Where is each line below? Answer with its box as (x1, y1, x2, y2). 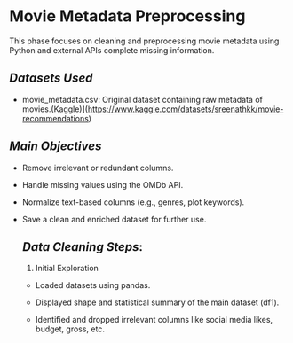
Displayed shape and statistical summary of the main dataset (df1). (35, 297, 280, 308)
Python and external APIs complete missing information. (9, 44, 215, 55)
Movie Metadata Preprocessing (9, 6, 246, 27)
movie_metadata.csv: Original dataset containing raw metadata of (21, 94, 264, 105)
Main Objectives (9, 139, 102, 154)
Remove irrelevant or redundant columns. (21, 162, 174, 173)
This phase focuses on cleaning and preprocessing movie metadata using (9, 35, 280, 46)
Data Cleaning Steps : (21, 239, 144, 254)
